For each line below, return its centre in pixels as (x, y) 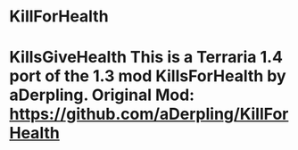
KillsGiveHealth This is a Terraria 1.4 (146, 58)
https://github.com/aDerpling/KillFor (149, 114)
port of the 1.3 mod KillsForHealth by (148, 76)
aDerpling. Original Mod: (102, 95)
